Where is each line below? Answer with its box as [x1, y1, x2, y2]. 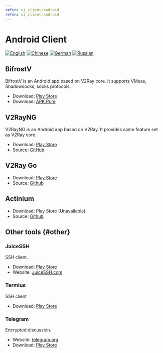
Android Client [5, 34, 67, 45]
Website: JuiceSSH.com [12, 269, 63, 275]
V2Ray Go [5, 161, 37, 170]
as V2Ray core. [5, 132, 37, 138]
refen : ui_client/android [5, 12, 59, 17]
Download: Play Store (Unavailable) [12, 208, 86, 214]
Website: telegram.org [12, 336, 59, 342]
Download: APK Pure [12, 98, 56, 104]
